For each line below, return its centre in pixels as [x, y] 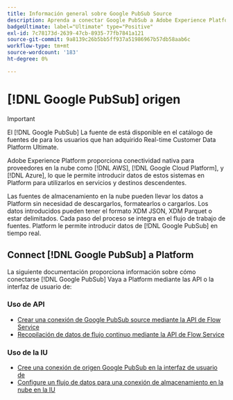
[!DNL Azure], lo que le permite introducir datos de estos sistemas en [106, 175]
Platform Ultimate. [33, 147]
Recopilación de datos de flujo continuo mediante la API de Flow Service [121, 334]
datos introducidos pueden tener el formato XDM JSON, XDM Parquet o [110, 211]
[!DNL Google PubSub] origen [94, 99]
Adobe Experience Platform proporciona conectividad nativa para [101, 160]
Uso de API [26, 305]
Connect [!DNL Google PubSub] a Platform [101, 255]
